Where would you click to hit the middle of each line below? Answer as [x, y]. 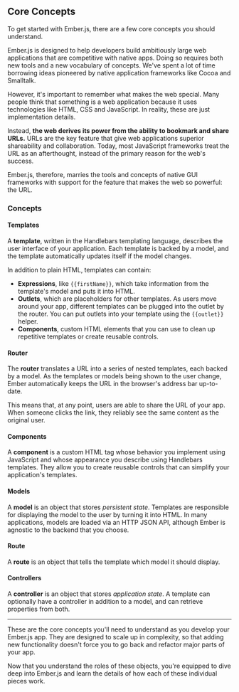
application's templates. [42, 475]
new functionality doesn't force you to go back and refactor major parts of [116, 644]
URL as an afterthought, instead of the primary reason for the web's [107, 153]
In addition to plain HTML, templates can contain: [79, 270]
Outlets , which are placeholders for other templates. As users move [117, 299]
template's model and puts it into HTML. [76, 291]
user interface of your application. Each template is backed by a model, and [118, 248]
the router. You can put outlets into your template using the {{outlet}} [121, 314]
